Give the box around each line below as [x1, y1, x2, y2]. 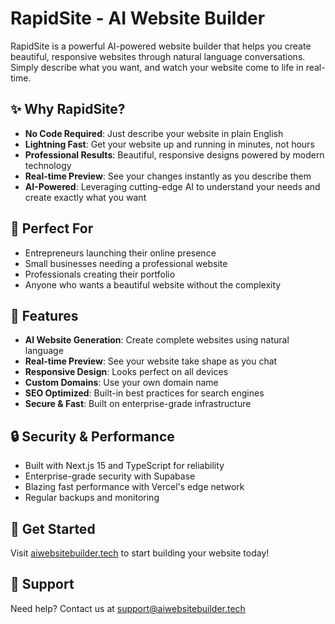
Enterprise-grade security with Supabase [24, 470, 196, 482]
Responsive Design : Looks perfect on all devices [24, 366, 229, 378]
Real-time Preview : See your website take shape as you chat [24, 355, 278, 367]
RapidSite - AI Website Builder [10, 7, 266, 30]
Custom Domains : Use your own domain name [24, 377, 219, 389]
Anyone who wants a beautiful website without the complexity [24, 278, 282, 291]
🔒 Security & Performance [10, 428, 175, 445]
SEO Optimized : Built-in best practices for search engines [24, 387, 265, 399]
